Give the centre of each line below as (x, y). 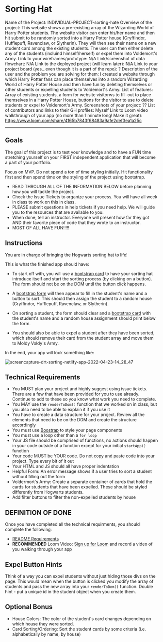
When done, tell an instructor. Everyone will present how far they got (81, 217)
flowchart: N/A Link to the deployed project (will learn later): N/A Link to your (81, 64)
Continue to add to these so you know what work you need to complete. (84, 399)
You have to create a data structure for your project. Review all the (78, 415)
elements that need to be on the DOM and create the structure (74, 420)
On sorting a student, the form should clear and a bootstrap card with (81, 313)
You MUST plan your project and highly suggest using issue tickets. (80, 389)
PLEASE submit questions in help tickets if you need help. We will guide (83, 207)
